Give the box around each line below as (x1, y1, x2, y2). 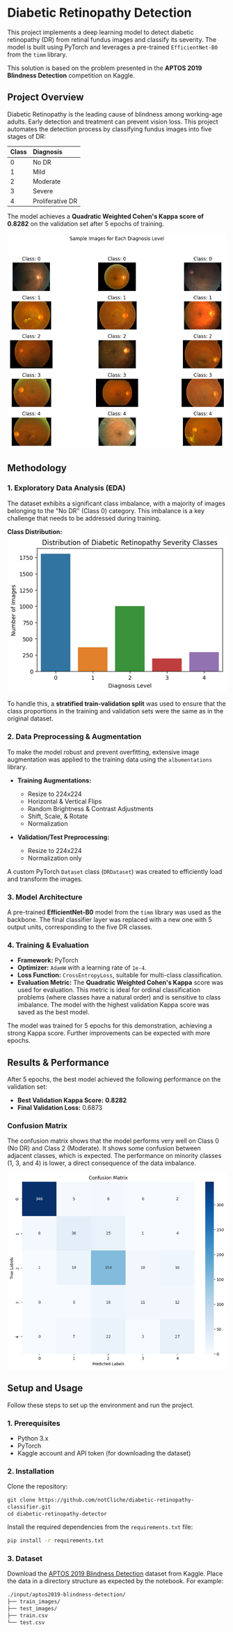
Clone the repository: (7, 1482, 68, 1491)
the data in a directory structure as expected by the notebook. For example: (7, 1577, 224, 1585)
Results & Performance (7, 1056, 109, 1069)
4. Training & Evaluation (7, 940, 89, 950)
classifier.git (7, 1504, 51, 1511)
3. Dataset (7, 1554, 43, 1564)
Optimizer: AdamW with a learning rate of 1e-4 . (17, 963, 147, 972)
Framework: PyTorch (17, 956, 79, 965)
